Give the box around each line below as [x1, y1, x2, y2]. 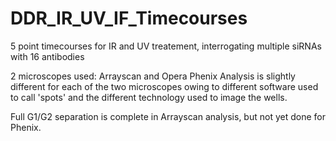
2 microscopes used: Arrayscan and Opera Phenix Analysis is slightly [10, 70, 296, 82]
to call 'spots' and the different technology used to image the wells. [10, 91, 288, 103]
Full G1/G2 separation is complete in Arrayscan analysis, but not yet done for [10, 110, 326, 122]
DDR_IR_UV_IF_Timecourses [10, 7, 248, 30]
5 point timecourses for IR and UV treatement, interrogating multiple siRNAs [10, 40, 322, 52]
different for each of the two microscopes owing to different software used [10, 80, 319, 92]
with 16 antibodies [10, 50, 85, 62]
